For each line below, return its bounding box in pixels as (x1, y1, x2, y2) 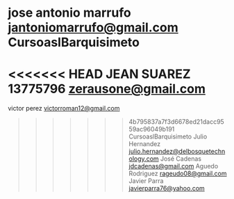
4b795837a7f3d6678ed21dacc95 (128, 118, 224, 126)
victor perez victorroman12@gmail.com (8, 104, 120, 113)
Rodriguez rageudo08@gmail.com (128, 169, 227, 178)
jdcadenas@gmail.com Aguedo (128, 162, 219, 170)
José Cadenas (160, 154, 202, 163)
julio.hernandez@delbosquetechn (128, 148, 226, 156)
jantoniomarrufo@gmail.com (8, 19, 179, 35)
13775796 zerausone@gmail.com (8, 81, 206, 97)
